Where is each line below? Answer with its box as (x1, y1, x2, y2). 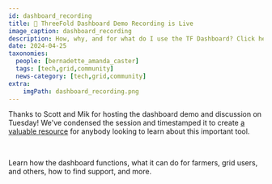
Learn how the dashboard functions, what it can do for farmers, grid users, (8, 158, 258, 168)
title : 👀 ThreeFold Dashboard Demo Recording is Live (8, 19, 194, 28)
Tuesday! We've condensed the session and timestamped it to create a (8, 118, 245, 128)
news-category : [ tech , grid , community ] (15, 72, 147, 80)
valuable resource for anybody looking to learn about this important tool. (8, 126, 250, 136)
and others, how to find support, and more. (8, 167, 152, 177)
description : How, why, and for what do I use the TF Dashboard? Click (8, 34, 255, 43)
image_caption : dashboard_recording (8, 27, 132, 35)
